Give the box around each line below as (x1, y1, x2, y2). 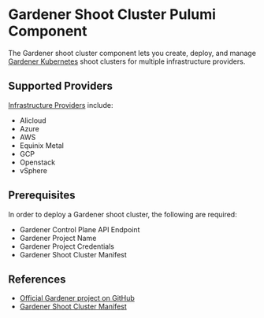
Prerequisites (8, 189, 76, 202)
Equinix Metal (19, 140, 65, 150)
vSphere (19, 165, 47, 175)
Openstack (19, 157, 56, 167)
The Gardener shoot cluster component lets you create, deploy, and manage (8, 48, 256, 57)
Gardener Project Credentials (19, 242, 115, 251)
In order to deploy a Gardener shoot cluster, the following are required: (8, 209, 238, 219)
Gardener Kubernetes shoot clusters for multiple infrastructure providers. (8, 57, 246, 66)
